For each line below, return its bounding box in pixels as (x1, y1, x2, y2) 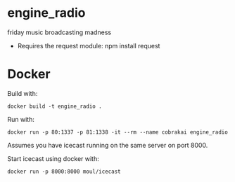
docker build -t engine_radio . (7, 103, 102, 110)
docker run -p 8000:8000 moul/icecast (7, 168, 121, 175)
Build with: (7, 89, 38, 97)
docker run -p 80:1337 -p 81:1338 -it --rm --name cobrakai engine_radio (7, 128, 229, 136)
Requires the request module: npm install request (17, 41, 160, 50)
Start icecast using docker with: (7, 154, 100, 162)
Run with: (7, 115, 35, 123)
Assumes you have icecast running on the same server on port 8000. (7, 141, 208, 149)
